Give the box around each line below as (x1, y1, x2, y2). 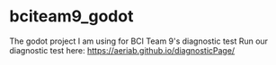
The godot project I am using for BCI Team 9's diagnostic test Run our (9, 36, 268, 46)
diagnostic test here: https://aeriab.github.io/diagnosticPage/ (9, 45, 236, 55)
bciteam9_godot (9, 6, 134, 27)
